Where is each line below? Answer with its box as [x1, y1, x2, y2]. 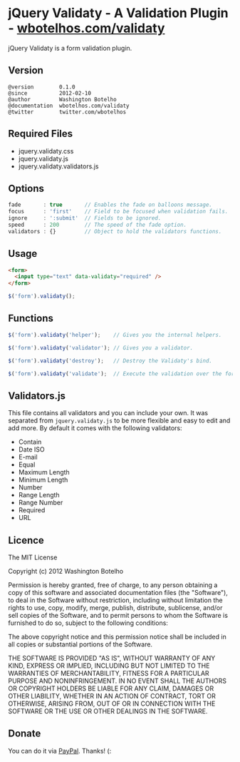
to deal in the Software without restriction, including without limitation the [8, 596, 223, 604]
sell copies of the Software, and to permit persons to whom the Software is [8, 611, 229, 619]
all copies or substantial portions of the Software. [8, 640, 152, 649]
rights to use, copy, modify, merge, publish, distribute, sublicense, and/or [8, 604, 223, 611]
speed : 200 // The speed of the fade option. [8, 221, 187, 228]
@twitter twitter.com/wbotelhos [8, 108, 127, 116]
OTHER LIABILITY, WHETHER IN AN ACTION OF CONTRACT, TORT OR [8, 692, 216, 700]
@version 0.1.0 [8, 83, 75, 91]
